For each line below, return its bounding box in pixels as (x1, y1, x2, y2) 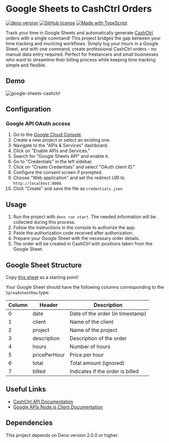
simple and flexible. (6, 62, 47, 68)
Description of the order (70, 335, 127, 342)
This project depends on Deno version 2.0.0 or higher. (6, 432, 119, 438)
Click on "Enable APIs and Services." (13, 148, 90, 154)
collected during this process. (13, 219, 76, 225)
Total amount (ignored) (70, 360, 125, 367)
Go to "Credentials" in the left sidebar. (13, 158, 93, 165)
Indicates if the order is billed (70, 368, 139, 375)
